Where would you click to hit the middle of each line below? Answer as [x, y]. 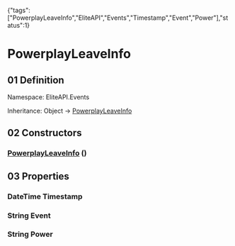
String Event [29, 216]
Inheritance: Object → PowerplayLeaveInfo [70, 111]
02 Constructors [45, 133]
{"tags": [19, 10]
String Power [30, 235]
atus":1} [19, 25]
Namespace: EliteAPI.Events [48, 97]
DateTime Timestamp [45, 196]
